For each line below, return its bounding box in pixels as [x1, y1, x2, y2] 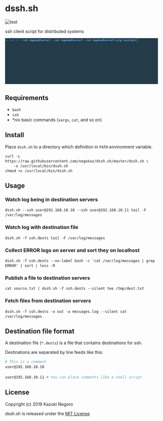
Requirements [5, 93, 49, 102]
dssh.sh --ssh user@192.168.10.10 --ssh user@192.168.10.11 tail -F [5, 208, 147, 213]
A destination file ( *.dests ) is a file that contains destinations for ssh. [5, 340, 143, 346]
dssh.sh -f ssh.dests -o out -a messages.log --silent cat [5, 309, 127, 314]
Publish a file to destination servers [5, 274, 91, 281]
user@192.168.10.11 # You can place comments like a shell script [5, 375, 142, 380]
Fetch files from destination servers [5, 298, 91, 304]
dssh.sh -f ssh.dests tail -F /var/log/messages [5, 235, 105, 241]
